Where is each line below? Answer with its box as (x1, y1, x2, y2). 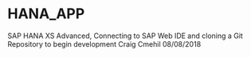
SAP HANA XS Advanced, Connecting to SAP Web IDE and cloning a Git (7, 31, 244, 40)
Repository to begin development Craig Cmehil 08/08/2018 (7, 39, 202, 48)
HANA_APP (7, 5, 85, 23)
